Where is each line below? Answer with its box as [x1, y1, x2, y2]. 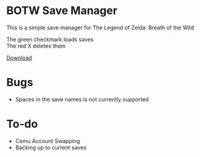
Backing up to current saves [15, 144, 87, 151]
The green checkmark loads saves [6, 35, 94, 43]
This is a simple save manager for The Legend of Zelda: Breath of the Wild [6, 24, 194, 31]
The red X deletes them [6, 42, 66, 49]
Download [6, 54, 33, 61]
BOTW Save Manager [6, 4, 118, 18]
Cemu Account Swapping [15, 137, 80, 144]
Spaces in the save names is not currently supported [15, 95, 149, 103]
